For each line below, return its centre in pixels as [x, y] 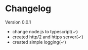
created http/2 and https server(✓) [48, 37]
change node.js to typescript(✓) [45, 31]
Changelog [28, 9]
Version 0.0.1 [18, 22]
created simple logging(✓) [39, 42]
